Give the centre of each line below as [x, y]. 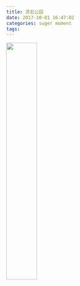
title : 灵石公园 [25, 12]
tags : [13, 29]
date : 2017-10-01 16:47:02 [40, 18]
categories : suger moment [39, 23]
